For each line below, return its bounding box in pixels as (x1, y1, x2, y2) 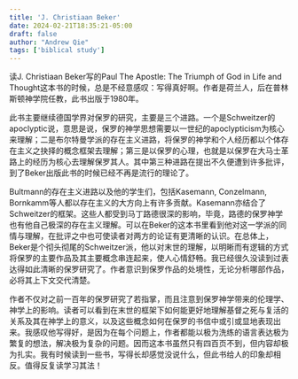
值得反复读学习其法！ (24, 360, 103, 371)
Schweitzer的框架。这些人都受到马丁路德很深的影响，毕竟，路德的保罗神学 (9, 209, 284, 220)
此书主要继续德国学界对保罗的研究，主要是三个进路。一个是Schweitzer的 (9, 112, 276, 123)
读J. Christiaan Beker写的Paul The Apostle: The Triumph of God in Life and (9, 72, 282, 82)
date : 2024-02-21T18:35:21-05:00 (9, 21, 133, 30)
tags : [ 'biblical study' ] (9, 46, 105, 55)
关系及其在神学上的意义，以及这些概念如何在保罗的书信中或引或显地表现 (9, 316, 273, 327)
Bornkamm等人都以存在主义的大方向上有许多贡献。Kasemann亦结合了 (9, 197, 266, 208)
